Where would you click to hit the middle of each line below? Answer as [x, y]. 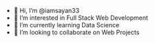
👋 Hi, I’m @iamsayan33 [46, 11]
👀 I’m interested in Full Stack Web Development [81, 18]
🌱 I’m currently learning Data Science [66, 25]
